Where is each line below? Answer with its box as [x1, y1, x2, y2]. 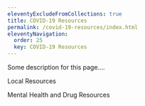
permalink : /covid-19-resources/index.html [7, 23, 139, 31]
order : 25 [14, 37, 43, 44]
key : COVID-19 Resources [14, 43, 87, 51]
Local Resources [7, 77, 57, 85]
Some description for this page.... [7, 63, 105, 71]
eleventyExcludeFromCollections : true [7, 10, 122, 18]
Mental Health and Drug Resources [7, 90, 110, 99]
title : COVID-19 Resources [7, 17, 87, 24]
